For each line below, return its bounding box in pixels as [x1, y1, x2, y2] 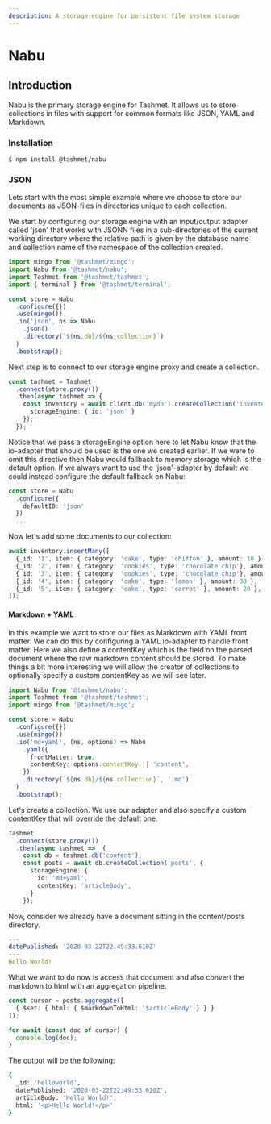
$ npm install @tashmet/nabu [8, 155, 106, 164]
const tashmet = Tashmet [8, 377, 92, 385]
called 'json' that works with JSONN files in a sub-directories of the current [8, 225, 259, 235]
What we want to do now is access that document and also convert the [8, 972, 244, 982]
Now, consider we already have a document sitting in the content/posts [8, 911, 245, 921]
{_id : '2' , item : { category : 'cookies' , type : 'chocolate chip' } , [15, 562, 248, 570]
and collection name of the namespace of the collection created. [8, 243, 223, 252]
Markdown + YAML [8, 610, 74, 619]
